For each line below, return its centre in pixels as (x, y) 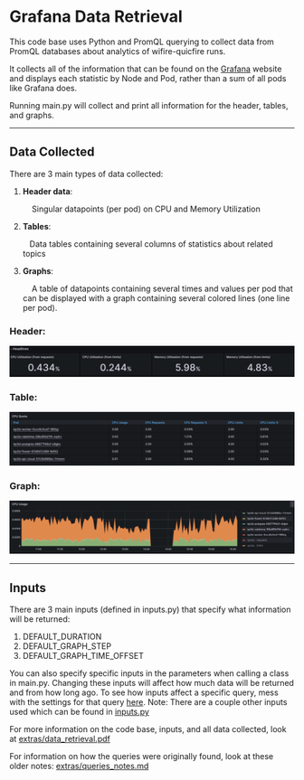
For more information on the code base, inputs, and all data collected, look (148, 729)
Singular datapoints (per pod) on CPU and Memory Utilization (146, 209)
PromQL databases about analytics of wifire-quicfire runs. (118, 51)
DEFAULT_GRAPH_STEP (66, 646)
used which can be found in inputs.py (79, 712)
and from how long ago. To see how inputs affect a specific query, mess (144, 692)
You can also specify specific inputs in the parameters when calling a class (149, 673)
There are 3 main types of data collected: (86, 174)
